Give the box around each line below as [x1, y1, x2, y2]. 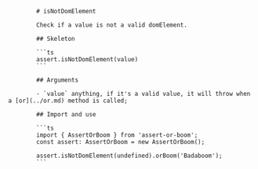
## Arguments [36, 76, 79, 84]
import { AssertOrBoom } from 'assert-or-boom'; [36, 131, 198, 139]
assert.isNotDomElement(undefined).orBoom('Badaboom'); [36, 152, 223, 160]
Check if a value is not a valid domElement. [36, 21, 188, 29]
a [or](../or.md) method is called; [8, 97, 128, 105]
